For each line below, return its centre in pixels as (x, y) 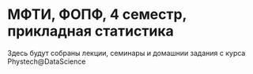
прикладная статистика (91, 31)
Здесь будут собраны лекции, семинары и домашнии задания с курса (126, 53)
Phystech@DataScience (47, 61)
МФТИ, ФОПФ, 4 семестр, (97, 15)
